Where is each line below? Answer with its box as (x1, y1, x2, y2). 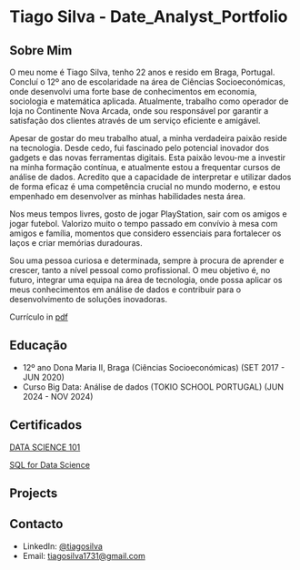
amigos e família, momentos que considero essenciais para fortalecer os (9, 228, 282, 239)
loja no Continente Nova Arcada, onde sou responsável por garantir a (9, 106, 269, 116)
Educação (9, 338, 68, 353)
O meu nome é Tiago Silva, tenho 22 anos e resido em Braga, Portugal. (9, 66, 275, 77)
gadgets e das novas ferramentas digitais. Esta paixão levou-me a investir (9, 152, 286, 163)
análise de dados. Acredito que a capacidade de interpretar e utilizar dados (9, 171, 292, 182)
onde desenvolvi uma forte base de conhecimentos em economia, (9, 87, 257, 97)
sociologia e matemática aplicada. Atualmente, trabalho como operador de (9, 96, 289, 107)
